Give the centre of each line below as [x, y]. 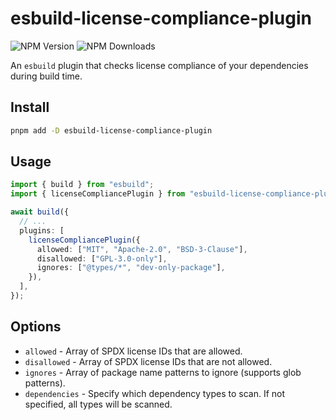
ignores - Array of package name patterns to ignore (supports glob [163, 372]
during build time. [46, 76]
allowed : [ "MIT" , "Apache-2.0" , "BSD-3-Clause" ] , [142, 249]
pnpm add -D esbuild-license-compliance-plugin [111, 130]
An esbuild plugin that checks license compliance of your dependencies [159, 65]
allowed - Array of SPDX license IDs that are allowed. [133, 351]
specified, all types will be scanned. [98, 404]
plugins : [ [42, 230]
